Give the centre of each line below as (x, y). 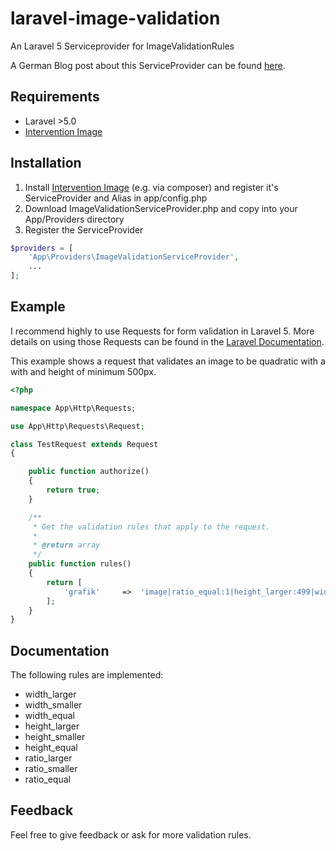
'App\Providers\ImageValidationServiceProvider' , (134, 257)
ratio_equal (47, 779)
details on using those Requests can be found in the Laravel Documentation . (167, 341)
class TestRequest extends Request (84, 444)
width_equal (49, 716)
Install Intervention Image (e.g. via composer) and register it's (151, 187)
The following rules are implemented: (87, 675)
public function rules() (80, 564)
